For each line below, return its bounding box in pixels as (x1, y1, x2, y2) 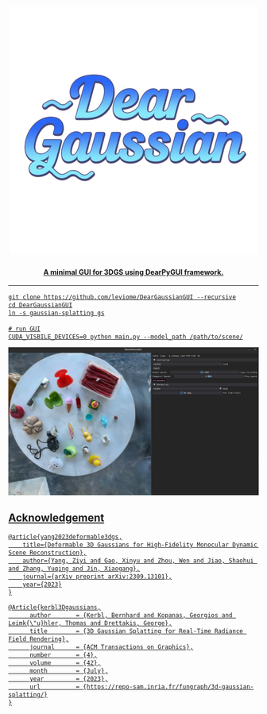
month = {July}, (29, 666, 109, 675)
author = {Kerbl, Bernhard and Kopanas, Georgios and (29, 611, 233, 619)
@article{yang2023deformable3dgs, (8, 533, 123, 541)
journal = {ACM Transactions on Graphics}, (29, 643, 194, 651)
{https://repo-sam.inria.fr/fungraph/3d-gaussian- (83, 682, 254, 691)
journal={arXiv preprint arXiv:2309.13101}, (22, 573, 172, 581)
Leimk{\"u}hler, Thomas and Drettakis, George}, (8, 619, 172, 627)
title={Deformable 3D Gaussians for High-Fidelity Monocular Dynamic (22, 541, 258, 549)
